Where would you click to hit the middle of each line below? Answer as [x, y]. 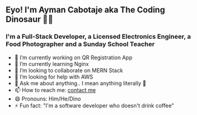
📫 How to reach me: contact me [55, 90]
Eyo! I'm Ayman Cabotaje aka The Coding [85, 10]
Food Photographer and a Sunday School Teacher [80, 44]
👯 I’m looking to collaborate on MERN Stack [69, 70]
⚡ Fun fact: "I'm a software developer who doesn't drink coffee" [94, 105]
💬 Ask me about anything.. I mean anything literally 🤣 [80, 83]
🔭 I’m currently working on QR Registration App [73, 57]
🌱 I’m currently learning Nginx [52, 64]
